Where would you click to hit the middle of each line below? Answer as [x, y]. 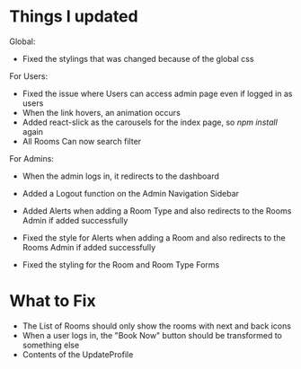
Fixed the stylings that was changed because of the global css [138, 58]
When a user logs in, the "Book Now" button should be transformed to [152, 335]
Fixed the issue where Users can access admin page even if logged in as [157, 93]
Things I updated [74, 17]
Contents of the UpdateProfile [78, 354]
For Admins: [31, 158]
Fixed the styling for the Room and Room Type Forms [121, 264]
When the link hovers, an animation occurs [102, 112]
